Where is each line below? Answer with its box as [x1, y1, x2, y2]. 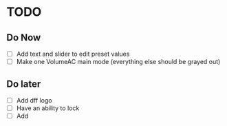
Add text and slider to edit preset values [16, 50, 130, 58]
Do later [6, 78, 41, 90]
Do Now [6, 32, 41, 43]
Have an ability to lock [16, 104, 80, 112]
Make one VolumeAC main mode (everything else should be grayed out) [16, 58, 221, 66]
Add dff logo [16, 96, 52, 104]
